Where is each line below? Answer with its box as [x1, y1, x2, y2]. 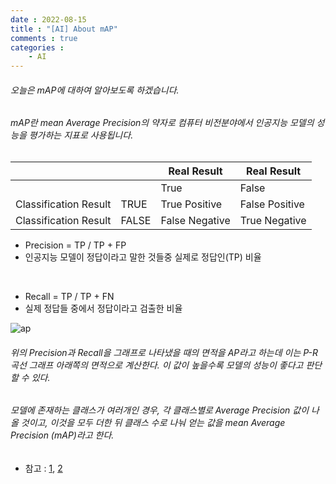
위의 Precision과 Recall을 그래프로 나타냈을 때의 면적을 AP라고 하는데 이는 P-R [10, 346, 319, 358]
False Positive [239, 197, 305, 211]
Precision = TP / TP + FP [24, 239, 127, 251]
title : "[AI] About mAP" [10, 24, 118, 34]
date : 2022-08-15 [10, 14, 87, 25]
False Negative [160, 213, 231, 227]
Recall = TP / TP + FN [24, 290, 115, 302]
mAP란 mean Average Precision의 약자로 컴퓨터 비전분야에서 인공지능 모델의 [10, 117, 315, 129]
